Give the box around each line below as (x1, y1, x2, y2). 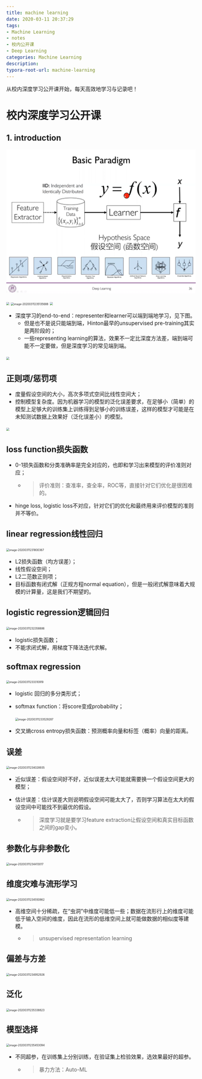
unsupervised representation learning (38, 934, 132, 941)
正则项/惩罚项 (6, 373, 57, 383)
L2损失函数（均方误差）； (14, 558, 77, 565)
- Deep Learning (6, 48, 47, 54)
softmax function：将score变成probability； (14, 703, 124, 710)
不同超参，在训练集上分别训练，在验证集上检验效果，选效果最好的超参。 (14, 1053, 194, 1060)
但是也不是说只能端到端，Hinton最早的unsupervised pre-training (23, 320, 185, 327)
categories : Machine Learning (6, 54, 82, 60)
